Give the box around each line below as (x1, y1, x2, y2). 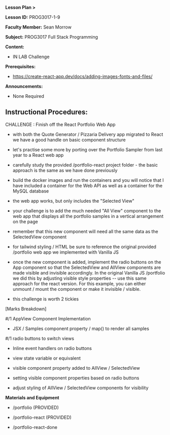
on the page (12, 219, 38, 225)
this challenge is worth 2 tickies (12, 295, 79, 302)
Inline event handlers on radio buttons (12, 345, 92, 351)
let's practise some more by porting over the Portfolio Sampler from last (12, 146, 163, 152)
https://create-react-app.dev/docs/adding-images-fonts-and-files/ (12, 73, 153, 79)
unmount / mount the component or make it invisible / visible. (12, 286, 141, 292)
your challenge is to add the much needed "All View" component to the (12, 207, 161, 213)
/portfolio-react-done (12, 424, 57, 430)
